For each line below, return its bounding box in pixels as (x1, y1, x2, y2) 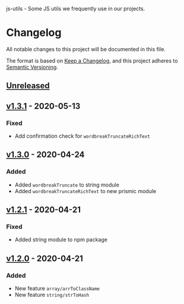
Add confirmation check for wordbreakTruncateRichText (14, 132, 150, 139)
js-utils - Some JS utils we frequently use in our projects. (6, 5, 145, 12)
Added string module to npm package (14, 236, 108, 243)
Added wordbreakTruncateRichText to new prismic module (14, 187, 156, 194)
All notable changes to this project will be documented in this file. (6, 45, 166, 52)
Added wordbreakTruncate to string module (14, 181, 120, 188)
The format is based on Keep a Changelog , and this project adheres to (6, 57, 178, 64)
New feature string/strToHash (14, 291, 90, 299)
